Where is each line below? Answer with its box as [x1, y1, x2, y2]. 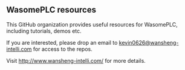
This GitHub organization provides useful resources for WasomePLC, [6, 21, 178, 28]
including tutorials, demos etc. [6, 27, 82, 34]
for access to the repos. [33, 45, 92, 52]
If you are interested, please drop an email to [6, 39, 118, 46]
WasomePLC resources [6, 5, 97, 15]
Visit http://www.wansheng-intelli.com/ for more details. [6, 57, 146, 64]
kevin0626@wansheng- [118, 39, 179, 46]
